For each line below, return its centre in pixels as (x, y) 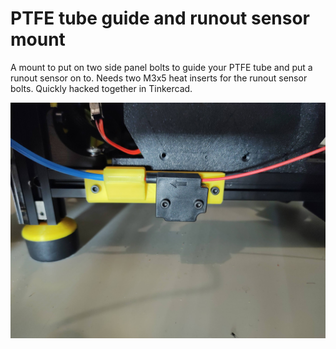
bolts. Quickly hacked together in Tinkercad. (101, 88)
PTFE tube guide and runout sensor (160, 18)
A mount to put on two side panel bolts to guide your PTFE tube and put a (161, 67)
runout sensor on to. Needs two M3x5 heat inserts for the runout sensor (159, 78)
